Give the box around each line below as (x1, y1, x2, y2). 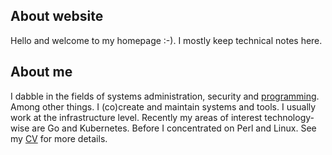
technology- (264, 111, 315, 123)
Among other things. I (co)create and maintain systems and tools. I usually (10, 100, 317, 113)
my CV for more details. (10, 132, 108, 144)
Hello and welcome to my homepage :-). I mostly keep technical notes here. (10, 34, 323, 46)
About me (10, 64, 73, 81)
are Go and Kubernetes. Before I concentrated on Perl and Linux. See (31, 122, 317, 134)
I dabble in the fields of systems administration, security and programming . (10, 90, 320, 102)
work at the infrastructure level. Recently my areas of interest (10, 111, 263, 123)
